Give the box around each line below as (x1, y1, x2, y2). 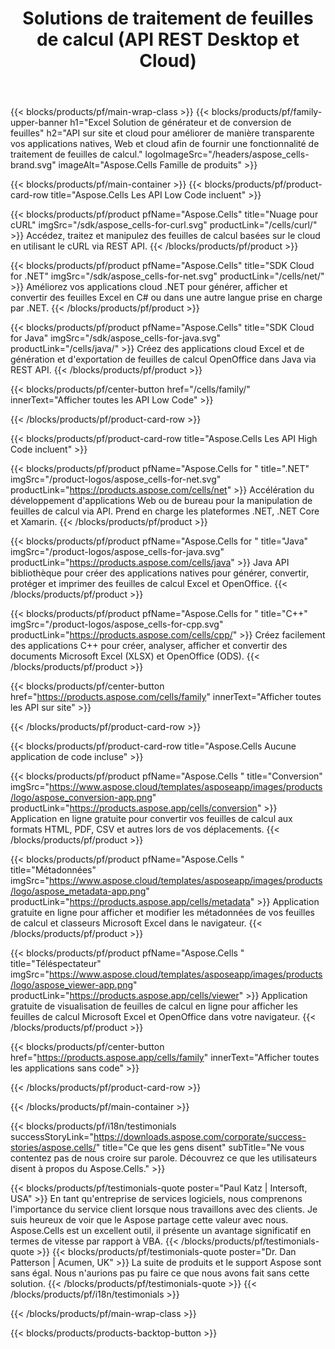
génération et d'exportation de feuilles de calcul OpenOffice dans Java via (10, 353, 317, 366)
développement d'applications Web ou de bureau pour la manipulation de (10, 495, 313, 507)
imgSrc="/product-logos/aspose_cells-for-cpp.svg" (10, 618, 224, 631)
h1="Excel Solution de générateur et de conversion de (69, 117, 292, 129)
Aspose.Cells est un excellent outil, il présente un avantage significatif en (10, 1225, 312, 1237)
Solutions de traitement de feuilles (22, 7, 314, 30)
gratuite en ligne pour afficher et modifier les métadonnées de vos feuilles (10, 907, 315, 919)
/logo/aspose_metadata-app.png (10, 885, 147, 897)
